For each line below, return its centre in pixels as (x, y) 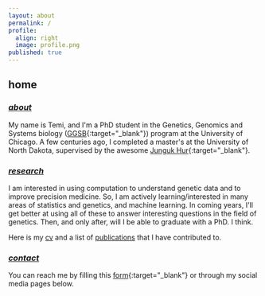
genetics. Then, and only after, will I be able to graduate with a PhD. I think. (131, 222)
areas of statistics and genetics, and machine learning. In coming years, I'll (131, 204)
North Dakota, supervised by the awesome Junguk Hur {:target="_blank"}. (129, 150)
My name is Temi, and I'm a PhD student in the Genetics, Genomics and (125, 125)
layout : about (32, 16)
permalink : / (30, 23)
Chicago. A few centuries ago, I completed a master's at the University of (129, 142)
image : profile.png (48, 45)
